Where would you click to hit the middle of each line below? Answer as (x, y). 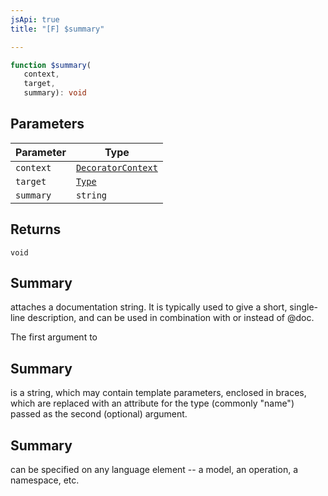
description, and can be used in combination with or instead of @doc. (171, 318)
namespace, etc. (45, 480)
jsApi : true (35, 19)
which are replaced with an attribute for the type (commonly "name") (152, 403)
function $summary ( (51, 65)
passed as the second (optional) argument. (99, 414)
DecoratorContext (116, 167)
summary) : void (55, 93)
